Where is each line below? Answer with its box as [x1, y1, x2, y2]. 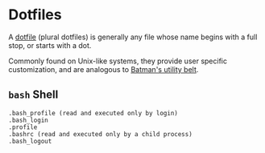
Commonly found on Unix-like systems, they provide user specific [8, 56, 228, 66]
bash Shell [8, 88, 59, 102]
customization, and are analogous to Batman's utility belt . [8, 64, 199, 74]
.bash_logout [8, 137, 52, 145]
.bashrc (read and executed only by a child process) [8, 130, 193, 138]
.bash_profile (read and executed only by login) [8, 109, 179, 117]
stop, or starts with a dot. [8, 40, 92, 50]
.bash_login [8, 116, 48, 124]
